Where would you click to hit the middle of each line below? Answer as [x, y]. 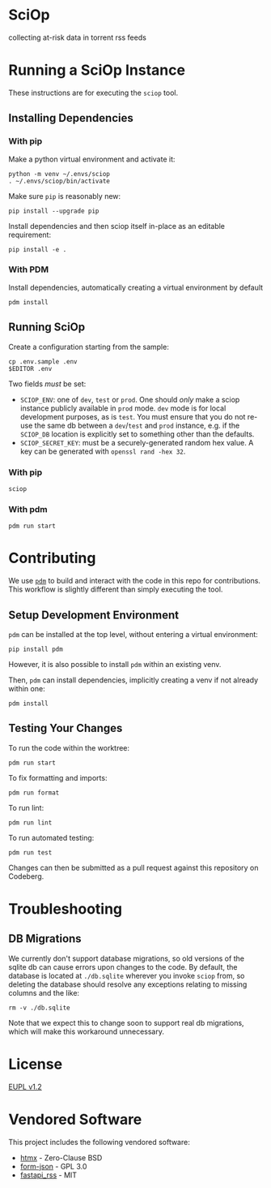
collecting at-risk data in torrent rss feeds [78, 37]
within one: [27, 689]
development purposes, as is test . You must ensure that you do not [133, 416]
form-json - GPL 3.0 [53, 1166]
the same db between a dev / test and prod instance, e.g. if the [137, 425]
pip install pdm [36, 650]
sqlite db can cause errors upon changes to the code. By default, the [123, 966]
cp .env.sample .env [43, 362]
